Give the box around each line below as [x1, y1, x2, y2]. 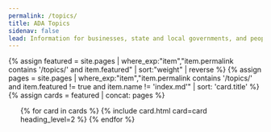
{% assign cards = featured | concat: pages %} [8, 90, 165, 101]
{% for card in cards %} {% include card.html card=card [19, 106, 207, 116]
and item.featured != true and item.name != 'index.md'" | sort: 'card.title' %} [8, 82, 260, 92]
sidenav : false [8, 27, 60, 35]
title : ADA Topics [8, 19, 70, 27]
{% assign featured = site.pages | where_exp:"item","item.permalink [8, 56, 234, 66]
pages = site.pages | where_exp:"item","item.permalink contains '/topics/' [8, 73, 252, 83]
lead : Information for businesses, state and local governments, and [8, 34, 248, 43]
